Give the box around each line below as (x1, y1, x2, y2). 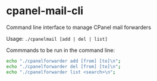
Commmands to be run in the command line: (6, 46, 115, 54)
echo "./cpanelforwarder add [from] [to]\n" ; (6, 58, 121, 64)
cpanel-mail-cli (6, 4, 84, 18)
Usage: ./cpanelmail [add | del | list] (6, 35, 108, 42)
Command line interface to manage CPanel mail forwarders (6, 24, 152, 31)
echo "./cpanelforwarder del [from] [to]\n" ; (6, 63, 121, 69)
